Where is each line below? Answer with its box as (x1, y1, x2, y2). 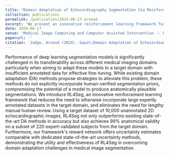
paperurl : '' (5, 36, 33, 41)
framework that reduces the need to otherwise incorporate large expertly (5, 97, 157, 103)
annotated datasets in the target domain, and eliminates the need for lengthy (5, 102, 164, 108)
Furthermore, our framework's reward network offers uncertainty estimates (5, 129, 161, 135)
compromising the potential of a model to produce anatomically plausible (5, 86, 156, 92)
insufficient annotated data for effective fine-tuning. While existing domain (5, 70, 159, 76)
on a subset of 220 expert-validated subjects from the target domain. (5, 123, 149, 129)
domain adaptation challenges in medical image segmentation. (5, 144, 135, 151)
